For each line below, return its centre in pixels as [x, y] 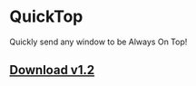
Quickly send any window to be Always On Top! [98, 42]
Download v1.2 [52, 70]
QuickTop [46, 17]
